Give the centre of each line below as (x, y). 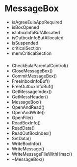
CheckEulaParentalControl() (40, 65)
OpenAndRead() (28, 107)
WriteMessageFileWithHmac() (42, 154)
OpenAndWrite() (28, 112)
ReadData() (23, 128)
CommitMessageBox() (34, 76)
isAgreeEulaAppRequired (37, 22)
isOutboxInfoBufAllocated (38, 38)
